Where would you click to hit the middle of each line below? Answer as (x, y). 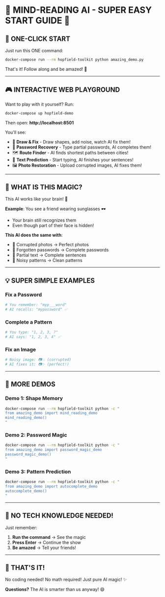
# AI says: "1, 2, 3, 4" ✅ (33, 337)
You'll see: (15, 132)
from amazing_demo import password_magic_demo (54, 450)
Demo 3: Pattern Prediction (38, 472)
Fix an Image (21, 349)
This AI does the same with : (34, 235)
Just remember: (21, 527)
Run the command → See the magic (49, 537)
